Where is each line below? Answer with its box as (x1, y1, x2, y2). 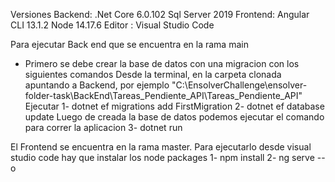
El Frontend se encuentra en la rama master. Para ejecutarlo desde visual (10, 141, 312, 153)
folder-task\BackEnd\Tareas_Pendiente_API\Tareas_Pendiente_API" (24, 90, 303, 101)
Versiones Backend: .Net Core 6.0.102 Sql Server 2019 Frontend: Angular (10, 9, 310, 20)
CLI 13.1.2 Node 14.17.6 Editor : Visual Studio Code (10, 19, 215, 31)
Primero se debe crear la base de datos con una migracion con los (24, 58, 300, 69)
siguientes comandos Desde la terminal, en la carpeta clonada (24, 69, 282, 80)
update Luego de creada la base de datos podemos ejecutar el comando (24, 111, 325, 123)
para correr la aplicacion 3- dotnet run (24, 122, 183, 133)
